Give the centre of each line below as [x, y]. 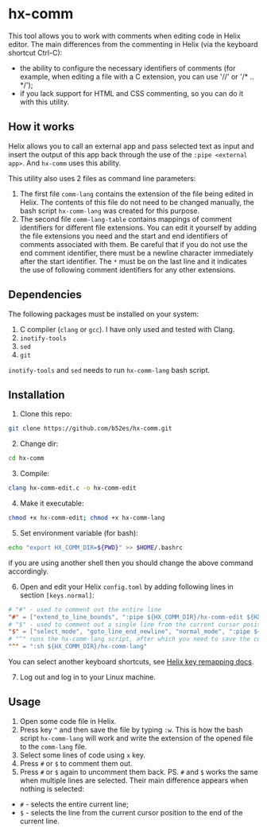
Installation [37, 395]
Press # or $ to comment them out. [76, 763]
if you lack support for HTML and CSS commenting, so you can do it [132, 93]
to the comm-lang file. [53, 746]
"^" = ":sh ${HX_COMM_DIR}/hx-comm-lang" [78, 647]
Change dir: [39, 444]
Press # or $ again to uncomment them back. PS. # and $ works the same [139, 772]
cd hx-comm [26, 459]
